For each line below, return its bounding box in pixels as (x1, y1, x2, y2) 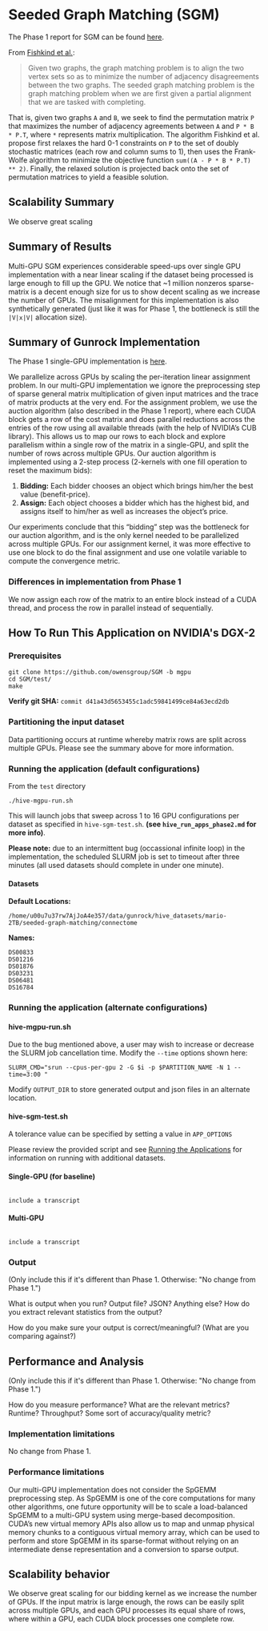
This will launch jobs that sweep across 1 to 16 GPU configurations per (8, 810, 240, 820)
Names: (8, 933, 35, 942)
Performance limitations (8, 1467, 105, 1478)
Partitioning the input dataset (8, 717, 125, 728)
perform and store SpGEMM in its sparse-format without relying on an (8, 1536, 239, 1545)
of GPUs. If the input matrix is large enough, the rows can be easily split (8, 1597, 245, 1607)
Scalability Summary (8, 195, 114, 209)
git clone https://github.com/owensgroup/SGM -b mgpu (8, 669, 192, 677)
